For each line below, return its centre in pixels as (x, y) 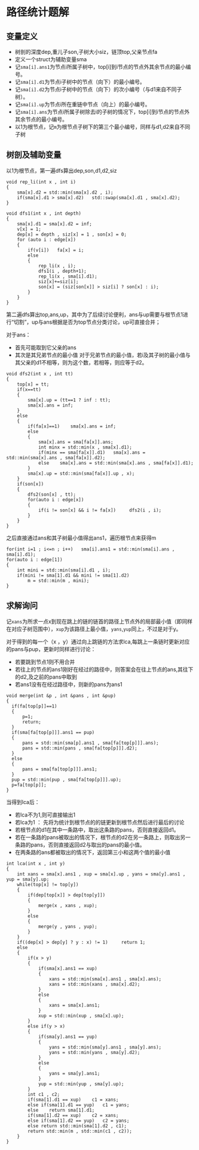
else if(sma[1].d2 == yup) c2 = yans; (79, 1121)
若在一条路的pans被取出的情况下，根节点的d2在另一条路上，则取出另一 (103, 837)
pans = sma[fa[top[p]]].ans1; (59, 769)
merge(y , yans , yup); (68, 926)
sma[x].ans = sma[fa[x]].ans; (76, 442)
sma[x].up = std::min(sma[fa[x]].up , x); (81, 473)
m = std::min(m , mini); (59, 580)
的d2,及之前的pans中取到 (46, 677)
